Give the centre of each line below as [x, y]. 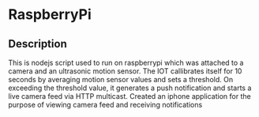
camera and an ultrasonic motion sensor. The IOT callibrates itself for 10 [125, 71]
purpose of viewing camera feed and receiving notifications [105, 105]
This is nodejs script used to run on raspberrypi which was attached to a [126, 62]
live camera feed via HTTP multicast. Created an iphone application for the [129, 96]
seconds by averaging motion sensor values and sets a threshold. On [121, 79]
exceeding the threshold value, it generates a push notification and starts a [130, 88]
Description [38, 44]
